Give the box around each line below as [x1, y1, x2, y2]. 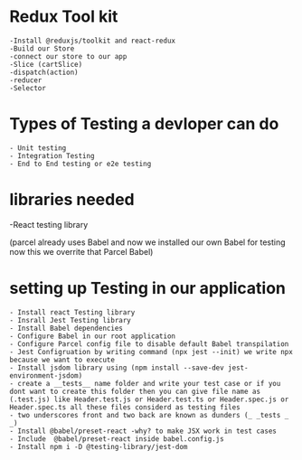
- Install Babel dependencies [9, 324, 124, 333]
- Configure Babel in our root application [9, 332, 176, 341]
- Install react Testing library [9, 307, 136, 317]
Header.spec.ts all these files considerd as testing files [9, 402, 241, 412]
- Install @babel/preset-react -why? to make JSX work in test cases [9, 427, 278, 436]
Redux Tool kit [9, 6, 118, 27]
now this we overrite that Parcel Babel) [9, 246, 154, 257]
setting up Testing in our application [9, 278, 287, 298]
